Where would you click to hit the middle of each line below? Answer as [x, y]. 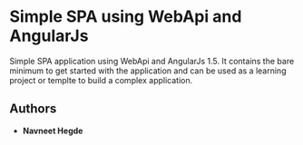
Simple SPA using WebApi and [126, 17]
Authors [33, 109]
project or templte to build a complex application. [101, 80]
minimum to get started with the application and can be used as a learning [148, 71]
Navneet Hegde [53, 130]
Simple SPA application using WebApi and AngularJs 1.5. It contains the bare [152, 61]
